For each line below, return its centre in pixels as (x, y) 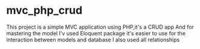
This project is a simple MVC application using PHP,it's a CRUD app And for (100, 27)
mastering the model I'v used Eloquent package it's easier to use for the (96, 33)
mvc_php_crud (44, 10)
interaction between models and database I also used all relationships (93, 39)
